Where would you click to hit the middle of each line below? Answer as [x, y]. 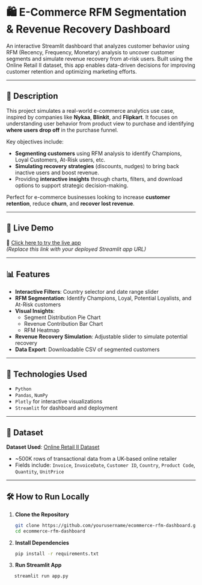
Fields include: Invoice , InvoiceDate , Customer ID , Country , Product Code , [105, 465]
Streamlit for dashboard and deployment [66, 408]
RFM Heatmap [42, 330]
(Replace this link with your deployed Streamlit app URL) [76, 249]
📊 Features [28, 274]
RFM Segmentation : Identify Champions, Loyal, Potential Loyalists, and [103, 298]
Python [23, 389]
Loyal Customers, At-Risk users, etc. [60, 160]
